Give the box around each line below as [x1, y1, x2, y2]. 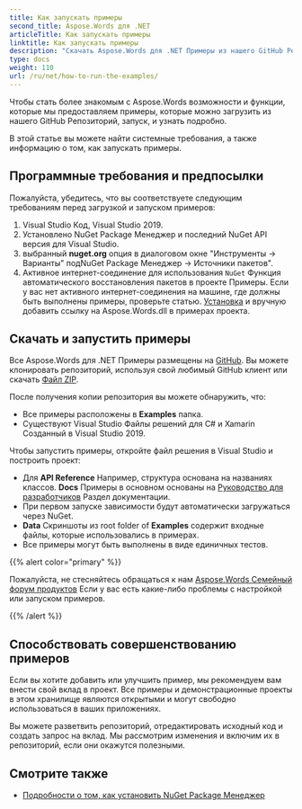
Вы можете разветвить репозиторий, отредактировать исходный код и [9, 721, 283, 732]
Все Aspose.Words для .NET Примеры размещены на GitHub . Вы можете [9, 355, 289, 366]
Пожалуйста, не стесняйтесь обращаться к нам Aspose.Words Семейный [9, 574, 293, 585]
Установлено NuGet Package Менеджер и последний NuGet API [22, 228, 268, 239]
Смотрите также [9, 766, 109, 781]
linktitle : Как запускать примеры [9, 38, 139, 48]
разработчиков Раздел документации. [22, 492, 171, 502]
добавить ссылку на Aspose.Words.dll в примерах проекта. [22, 305, 251, 316]
